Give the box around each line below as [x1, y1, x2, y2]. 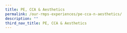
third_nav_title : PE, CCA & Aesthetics [5, 20, 87, 26]
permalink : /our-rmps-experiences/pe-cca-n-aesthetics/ [5, 12, 122, 16]
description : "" [5, 16, 38, 21]
